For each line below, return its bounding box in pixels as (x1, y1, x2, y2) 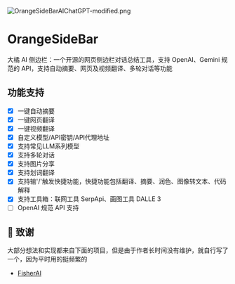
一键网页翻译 (17, 115, 55, 124)
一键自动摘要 (17, 106, 55, 115)
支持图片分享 (17, 160, 55, 168)
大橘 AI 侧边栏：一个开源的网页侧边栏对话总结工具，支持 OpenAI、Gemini (7, 55, 220, 63)
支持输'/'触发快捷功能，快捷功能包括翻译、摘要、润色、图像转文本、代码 (17, 177, 227, 186)
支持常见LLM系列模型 (17, 142, 80, 150)
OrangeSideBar (7, 32, 99, 47)
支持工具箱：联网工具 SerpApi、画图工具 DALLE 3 (17, 195, 161, 203)
